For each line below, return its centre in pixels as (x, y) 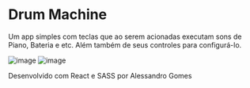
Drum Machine (58, 15)
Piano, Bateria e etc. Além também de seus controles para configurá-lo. (125, 44)
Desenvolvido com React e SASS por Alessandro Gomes (100, 75)
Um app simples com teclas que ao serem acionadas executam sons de (125, 36)
